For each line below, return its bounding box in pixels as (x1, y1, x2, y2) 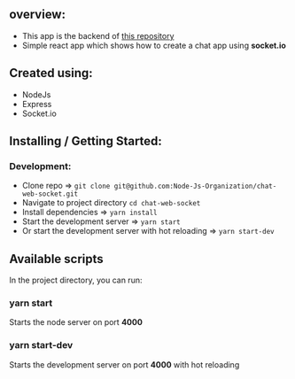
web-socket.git (21, 189, 79, 198)
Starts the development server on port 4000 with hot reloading (9, 359, 240, 370)
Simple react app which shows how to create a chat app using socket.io (21, 40, 286, 50)
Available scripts (9, 251, 104, 267)
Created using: (9, 66, 93, 81)
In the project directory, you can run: (9, 275, 143, 286)
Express (21, 98, 52, 109)
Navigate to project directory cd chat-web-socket (21, 197, 201, 208)
